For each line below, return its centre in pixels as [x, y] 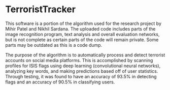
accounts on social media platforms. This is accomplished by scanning [79, 60]
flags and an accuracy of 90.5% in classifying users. [60, 82]
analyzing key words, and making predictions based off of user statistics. [82, 71]
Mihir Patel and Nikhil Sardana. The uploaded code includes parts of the [80, 28]
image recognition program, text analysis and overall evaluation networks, [82, 34]
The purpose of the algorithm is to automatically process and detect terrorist [85, 55]
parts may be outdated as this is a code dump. [54, 45]
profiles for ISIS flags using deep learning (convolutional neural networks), [83, 66]
